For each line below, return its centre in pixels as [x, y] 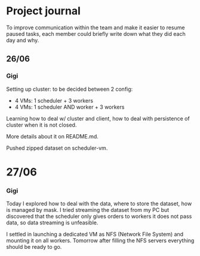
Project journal [43, 11]
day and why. [23, 40]
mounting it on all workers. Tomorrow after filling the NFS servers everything [100, 240]
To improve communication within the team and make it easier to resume [96, 27]
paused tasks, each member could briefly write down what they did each [96, 33]
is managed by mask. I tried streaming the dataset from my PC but [88, 210]
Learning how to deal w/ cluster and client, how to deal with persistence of [98, 118]
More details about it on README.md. [52, 136]
